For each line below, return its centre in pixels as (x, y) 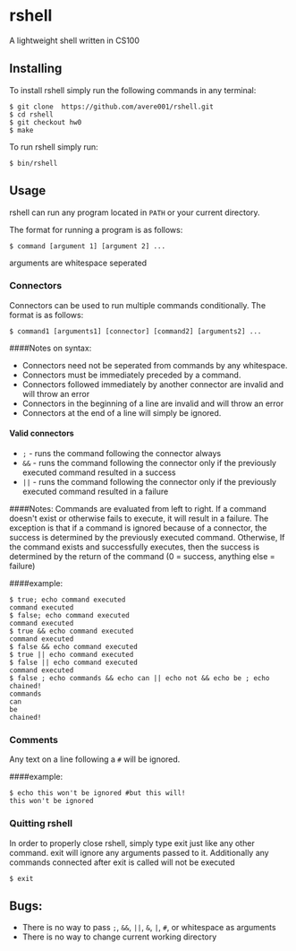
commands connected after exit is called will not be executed (122, 862)
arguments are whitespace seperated (78, 263)
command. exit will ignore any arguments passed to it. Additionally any (140, 852)
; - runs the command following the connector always (122, 454)
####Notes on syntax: (51, 348)
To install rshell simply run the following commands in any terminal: (133, 90)
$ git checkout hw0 (46, 122)
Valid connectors (42, 433)
